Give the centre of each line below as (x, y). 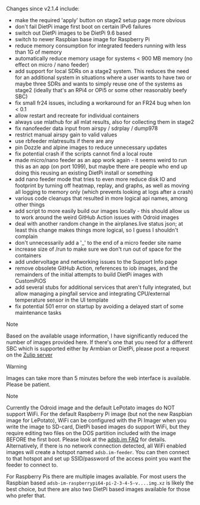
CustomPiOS (30, 281)
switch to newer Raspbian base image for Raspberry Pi (82, 39)
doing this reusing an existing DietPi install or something (84, 173)
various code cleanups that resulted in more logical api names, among (101, 198)
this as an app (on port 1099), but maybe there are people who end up (101, 166)
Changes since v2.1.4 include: (43, 9)
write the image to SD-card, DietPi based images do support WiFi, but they (98, 427)
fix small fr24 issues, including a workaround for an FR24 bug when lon (103, 103)
